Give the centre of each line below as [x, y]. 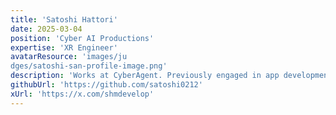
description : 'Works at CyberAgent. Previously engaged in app [145, 76]
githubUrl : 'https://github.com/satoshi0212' [106, 85]
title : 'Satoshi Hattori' [64, 19]
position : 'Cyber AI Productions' [82, 38]
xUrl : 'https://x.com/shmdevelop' [82, 94]
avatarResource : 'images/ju [69, 57]
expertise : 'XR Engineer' [64, 47]
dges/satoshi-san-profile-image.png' [89, 66]
